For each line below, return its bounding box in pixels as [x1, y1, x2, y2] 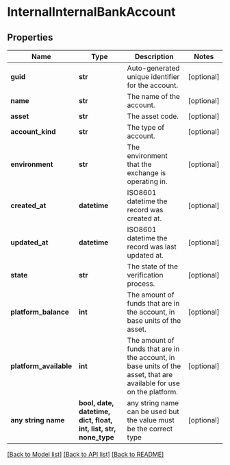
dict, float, [78, 416, 113, 424]
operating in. [127, 177, 168, 186]
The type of [127, 123, 165, 132]
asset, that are [127, 370, 173, 379]
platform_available [10, 361, 73, 371]
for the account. [127, 80, 179, 90]
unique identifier [127, 72, 180, 81]
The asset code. [127, 111, 179, 121]
